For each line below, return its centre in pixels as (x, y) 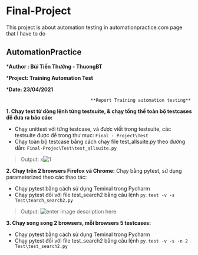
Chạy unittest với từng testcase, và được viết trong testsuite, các (93, 129)
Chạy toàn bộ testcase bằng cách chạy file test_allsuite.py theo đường (100, 141)
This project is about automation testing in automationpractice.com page (94, 27)
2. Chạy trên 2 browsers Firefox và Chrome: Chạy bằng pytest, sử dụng (94, 170)
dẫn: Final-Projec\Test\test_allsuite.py (65, 148)
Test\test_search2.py (41, 246)
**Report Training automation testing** (141, 100)
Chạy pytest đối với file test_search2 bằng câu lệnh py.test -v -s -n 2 (101, 240)
